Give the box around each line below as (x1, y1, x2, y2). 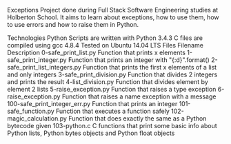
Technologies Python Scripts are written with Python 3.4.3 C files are (7, 34, 203, 42)
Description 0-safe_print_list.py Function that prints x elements (7, 48, 186, 56)
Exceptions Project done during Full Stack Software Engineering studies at (7, 6, 219, 14)
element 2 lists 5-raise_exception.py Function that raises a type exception (7, 85, 217, 93)
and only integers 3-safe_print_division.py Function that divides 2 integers (7, 70, 218, 79)
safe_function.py (7, 107, 55, 115)
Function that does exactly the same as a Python (68, 114, 207, 123)
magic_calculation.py (7, 114, 68, 123)
